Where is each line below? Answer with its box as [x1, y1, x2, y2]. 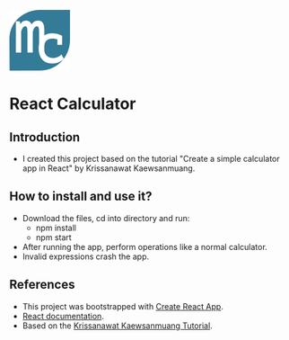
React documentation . [22, 310, 105, 321]
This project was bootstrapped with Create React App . [22, 300, 224, 311]
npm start [35, 231, 72, 243]
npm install [35, 222, 76, 233]
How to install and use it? [9, 189, 153, 204]
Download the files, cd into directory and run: [22, 212, 190, 223]
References [9, 277, 75, 292]
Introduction [9, 130, 81, 145]
